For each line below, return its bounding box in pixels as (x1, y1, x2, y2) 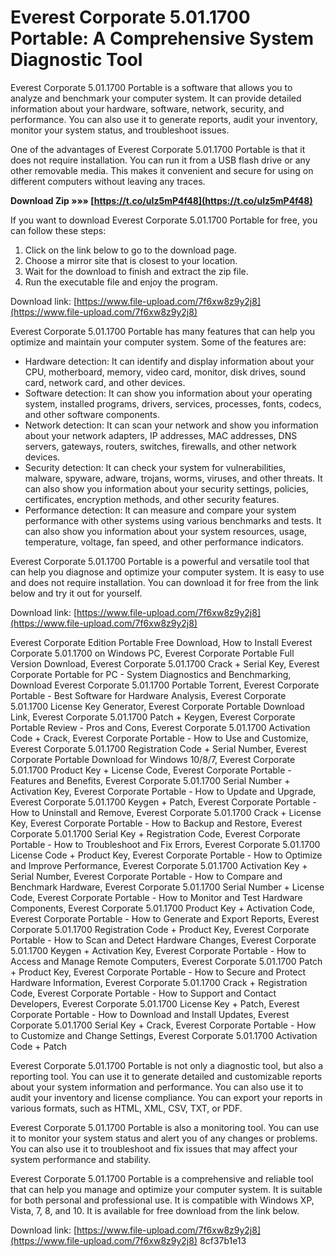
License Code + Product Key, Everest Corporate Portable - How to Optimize (10, 849, 323, 861)
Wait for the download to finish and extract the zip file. (24, 265, 249, 277)
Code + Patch (10, 1040, 68, 1052)
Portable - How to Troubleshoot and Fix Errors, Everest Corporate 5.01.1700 (10, 838, 321, 850)
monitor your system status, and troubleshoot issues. (10, 124, 230, 136)
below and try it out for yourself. (10, 587, 143, 599)
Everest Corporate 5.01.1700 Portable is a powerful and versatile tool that (10, 555, 310, 567)
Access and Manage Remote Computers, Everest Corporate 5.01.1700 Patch (10, 955, 323, 967)
